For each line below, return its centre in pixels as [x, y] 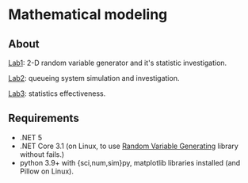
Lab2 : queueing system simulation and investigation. [94, 78]
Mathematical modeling [88, 15]
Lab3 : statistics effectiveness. [57, 93]
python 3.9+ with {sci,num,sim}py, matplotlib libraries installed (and [130, 162]
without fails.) [42, 154]
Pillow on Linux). [46, 171]
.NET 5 [31, 137]
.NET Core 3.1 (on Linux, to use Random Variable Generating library [129, 146]
